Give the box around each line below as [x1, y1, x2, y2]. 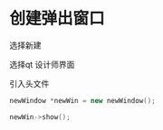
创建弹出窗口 [9, 8, 106, 29]
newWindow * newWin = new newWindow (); [9, 96, 156, 105]
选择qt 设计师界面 [9, 59, 75, 70]
